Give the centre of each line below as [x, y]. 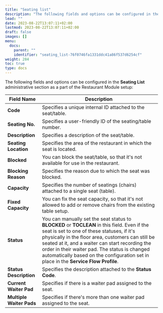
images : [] [16, 37]
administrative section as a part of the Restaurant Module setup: [69, 87]
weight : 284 [17, 59]
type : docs [16, 68]
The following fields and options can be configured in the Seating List [75, 82]
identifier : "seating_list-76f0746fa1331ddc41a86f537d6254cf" [78, 55]
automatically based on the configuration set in [96, 255]
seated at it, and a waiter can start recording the [97, 243]
